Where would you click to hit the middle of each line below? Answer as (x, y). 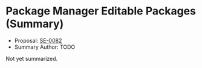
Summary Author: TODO (45, 47)
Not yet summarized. (32, 58)
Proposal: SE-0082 (38, 40)
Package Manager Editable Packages (101, 11)
